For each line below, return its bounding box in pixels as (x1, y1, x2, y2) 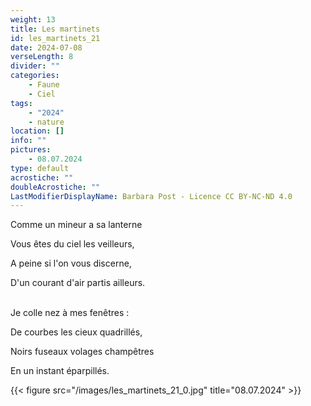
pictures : (10, 145, 52, 155)
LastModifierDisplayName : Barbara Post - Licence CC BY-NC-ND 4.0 (10, 191, 293, 201)
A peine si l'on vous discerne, (10, 257, 132, 270)
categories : (10, 71, 60, 81)
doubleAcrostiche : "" (10, 182, 101, 192)
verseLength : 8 (10, 52, 74, 62)
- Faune (28, 80, 60, 90)
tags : (10, 98, 33, 108)
